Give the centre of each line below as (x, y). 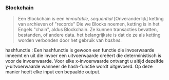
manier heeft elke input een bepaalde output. (53, 72)
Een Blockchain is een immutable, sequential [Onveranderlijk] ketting (91, 19)
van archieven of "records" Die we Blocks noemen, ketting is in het (89, 24)
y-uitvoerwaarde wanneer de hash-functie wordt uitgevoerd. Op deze (79, 66)
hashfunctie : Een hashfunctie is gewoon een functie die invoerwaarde (80, 50)
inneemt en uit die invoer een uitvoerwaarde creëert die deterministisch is (83, 56)
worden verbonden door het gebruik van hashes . (70, 40)
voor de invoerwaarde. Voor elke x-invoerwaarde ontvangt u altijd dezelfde (85, 61)
